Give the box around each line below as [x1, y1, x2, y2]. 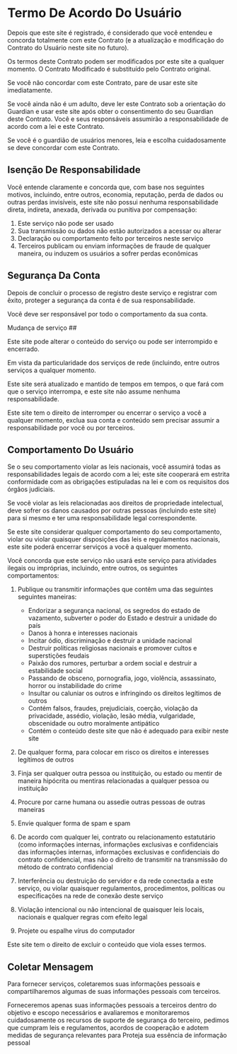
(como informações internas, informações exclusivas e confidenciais [17, 840, 219, 849]
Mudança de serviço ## [7, 323, 77, 332]
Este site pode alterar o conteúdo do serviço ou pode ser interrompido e [7, 337, 218, 345]
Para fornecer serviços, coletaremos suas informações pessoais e [7, 980, 200, 988]
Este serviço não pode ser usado [17, 219, 115, 227]
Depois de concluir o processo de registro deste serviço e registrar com [7, 288, 217, 297]
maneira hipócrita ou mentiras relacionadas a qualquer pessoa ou [17, 777, 209, 785]
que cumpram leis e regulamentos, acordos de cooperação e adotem [7, 1024, 209, 1032]
